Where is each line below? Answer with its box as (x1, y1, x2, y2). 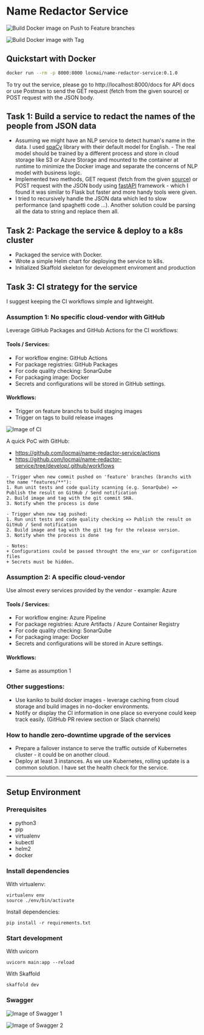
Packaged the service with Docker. (15, 251, 103, 259)
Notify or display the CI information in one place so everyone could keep (15, 709, 197, 716)
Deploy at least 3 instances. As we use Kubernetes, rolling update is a (15, 757, 190, 765)
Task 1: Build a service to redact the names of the (6, 111, 195, 122)
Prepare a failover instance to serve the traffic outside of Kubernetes (15, 745, 187, 752)
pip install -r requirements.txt (6, 920, 91, 926)
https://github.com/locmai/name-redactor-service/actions (15, 449, 161, 456)
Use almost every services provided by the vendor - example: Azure (6, 587, 177, 594)
